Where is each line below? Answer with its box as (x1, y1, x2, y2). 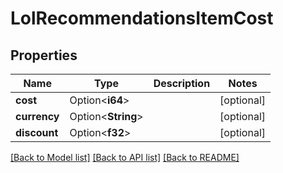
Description (153, 77, 211, 90)
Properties (10, 47, 78, 64)
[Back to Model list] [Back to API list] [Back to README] (10, 152, 240, 163)
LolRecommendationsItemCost (10, 7, 274, 30)
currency (15, 110, 60, 123)
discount (15, 126, 59, 139)
